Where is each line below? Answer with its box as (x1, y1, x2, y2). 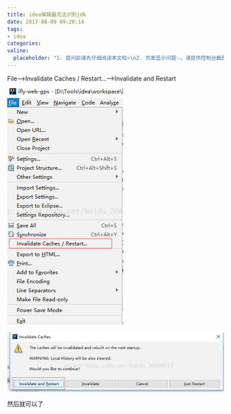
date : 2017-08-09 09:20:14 (7, 18, 85, 25)
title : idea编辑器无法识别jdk (7, 11, 87, 18)
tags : (7, 25, 23, 32)
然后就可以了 (7, 400, 43, 408)
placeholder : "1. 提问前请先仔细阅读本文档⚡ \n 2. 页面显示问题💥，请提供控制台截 (13, 55, 222, 62)
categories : (7, 40, 41, 47)
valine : (7, 47, 30, 54)
